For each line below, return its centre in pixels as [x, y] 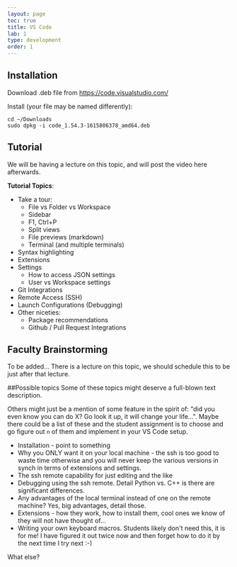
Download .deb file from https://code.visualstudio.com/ [88, 92]
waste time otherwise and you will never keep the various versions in [118, 461]
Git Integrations [40, 290]
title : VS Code [30, 27]
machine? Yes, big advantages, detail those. [82, 506]
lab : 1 [17, 34]
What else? [24, 557]
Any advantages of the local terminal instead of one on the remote [114, 498]
